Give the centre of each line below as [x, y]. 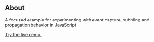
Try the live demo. [23, 34]
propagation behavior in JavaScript [41, 25]
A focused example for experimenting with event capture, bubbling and [77, 20]
